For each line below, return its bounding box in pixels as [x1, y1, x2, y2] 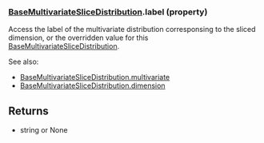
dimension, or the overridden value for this [8, 33, 149, 42]
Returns [8, 104, 50, 117]
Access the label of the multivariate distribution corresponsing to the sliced [8, 25, 256, 34]
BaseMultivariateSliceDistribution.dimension [19, 81, 166, 90]
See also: [8, 57, 39, 66]
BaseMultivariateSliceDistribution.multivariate [19, 73, 170, 82]
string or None [19, 125, 68, 135]
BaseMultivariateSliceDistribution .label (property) [8, 6, 208, 18]
